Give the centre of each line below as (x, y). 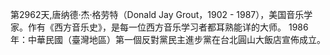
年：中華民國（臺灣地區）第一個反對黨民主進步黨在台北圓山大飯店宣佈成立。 (168, 39)
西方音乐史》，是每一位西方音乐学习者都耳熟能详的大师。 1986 (181, 27)
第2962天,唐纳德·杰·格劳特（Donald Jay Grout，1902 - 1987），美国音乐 (157, 14)
